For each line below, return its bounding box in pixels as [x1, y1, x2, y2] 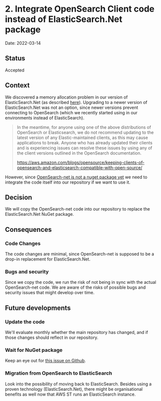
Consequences [5, 225, 52, 234]
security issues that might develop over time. [5, 290, 95, 296]
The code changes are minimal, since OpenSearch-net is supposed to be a [5, 251, 154, 257]
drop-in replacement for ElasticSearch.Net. [5, 256, 91, 262]
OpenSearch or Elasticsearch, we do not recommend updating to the [16, 129, 154, 135]
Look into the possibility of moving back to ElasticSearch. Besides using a [5, 381, 152, 387]
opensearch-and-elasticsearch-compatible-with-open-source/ [16, 164, 143, 171]
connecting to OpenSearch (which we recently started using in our [5, 109, 138, 115]
